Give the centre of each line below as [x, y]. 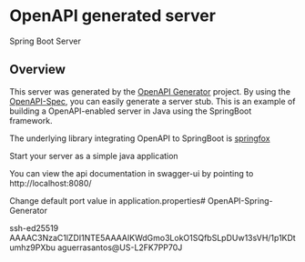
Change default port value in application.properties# [108, 200]
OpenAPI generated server [113, 16]
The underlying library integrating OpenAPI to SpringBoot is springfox [140, 138]
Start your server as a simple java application [94, 156]
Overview [38, 70]
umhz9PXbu [33, 247]
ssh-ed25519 [34, 227]
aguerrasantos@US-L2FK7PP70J [120, 247]
